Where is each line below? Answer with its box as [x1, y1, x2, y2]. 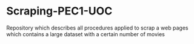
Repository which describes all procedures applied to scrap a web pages [6, 24, 189, 31]
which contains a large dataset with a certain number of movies [6, 30, 165, 37]
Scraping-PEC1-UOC [6, 4, 113, 18]
